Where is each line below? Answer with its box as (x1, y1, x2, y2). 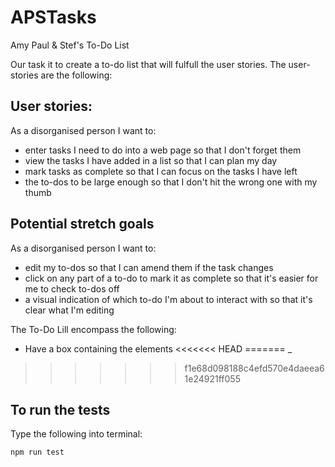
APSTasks (10, 6, 97, 29)
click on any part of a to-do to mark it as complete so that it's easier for (24, 272, 319, 284)
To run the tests (10, 401, 111, 418)
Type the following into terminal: (10, 428, 143, 440)
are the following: (40, 69, 113, 81)
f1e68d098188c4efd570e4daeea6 (184, 362, 325, 374)
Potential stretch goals (10, 216, 155, 233)
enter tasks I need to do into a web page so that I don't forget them (24, 144, 302, 156)
